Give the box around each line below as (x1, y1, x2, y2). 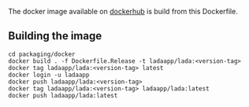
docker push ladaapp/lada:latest (8, 91, 118, 99)
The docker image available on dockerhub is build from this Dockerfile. (8, 7, 238, 16)
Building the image (8, 29, 102, 42)
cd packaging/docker (8, 50, 76, 58)
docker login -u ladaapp (8, 71, 90, 79)
